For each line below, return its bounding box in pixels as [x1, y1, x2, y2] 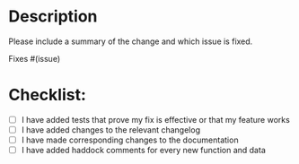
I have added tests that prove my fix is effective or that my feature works [21, 114, 291, 125]
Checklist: [8, 85, 87, 105]
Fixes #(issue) [8, 53, 61, 64]
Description [8, 6, 98, 27]
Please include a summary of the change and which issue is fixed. [8, 36, 253, 47]
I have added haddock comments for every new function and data [21, 145, 266, 156]
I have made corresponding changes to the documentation [21, 134, 239, 145]
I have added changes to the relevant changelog [21, 124, 201, 135]
